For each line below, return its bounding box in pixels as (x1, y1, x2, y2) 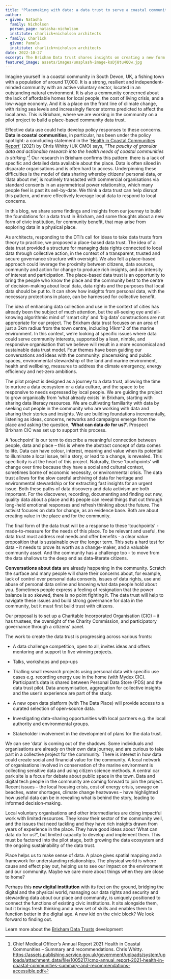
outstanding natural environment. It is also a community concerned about (5, 90, 159, 96)
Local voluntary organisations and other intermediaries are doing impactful (5, 810, 162, 816)
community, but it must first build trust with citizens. (5, 602, 114, 609)
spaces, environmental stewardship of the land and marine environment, (5, 357, 157, 363)
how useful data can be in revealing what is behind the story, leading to (5, 795, 155, 801)
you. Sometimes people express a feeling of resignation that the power (5, 587, 154, 593)
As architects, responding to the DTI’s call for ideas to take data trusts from (5, 234, 163, 240)
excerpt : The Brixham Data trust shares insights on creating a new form (5, 55, 165, 60)
